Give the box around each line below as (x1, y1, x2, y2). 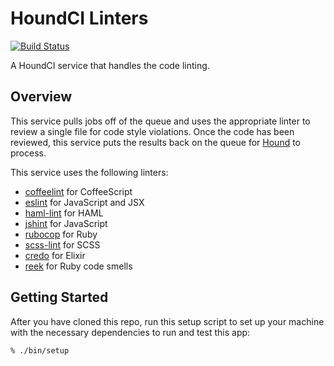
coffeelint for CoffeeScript (24, 185, 133, 197)
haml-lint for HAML (24, 207, 104, 219)
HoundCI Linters (10, 7, 149, 30)
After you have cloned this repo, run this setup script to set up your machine (10, 315, 325, 327)
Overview (10, 88, 73, 106)
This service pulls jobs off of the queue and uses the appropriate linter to (10, 115, 311, 127)
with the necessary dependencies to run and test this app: (10, 326, 251, 338)
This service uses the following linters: (10, 166, 169, 178)
